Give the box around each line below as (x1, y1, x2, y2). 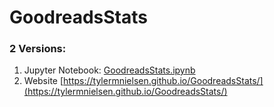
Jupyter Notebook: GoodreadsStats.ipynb (23, 64, 196, 76)
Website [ (23, 75, 64, 87)
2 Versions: (9, 42, 67, 56)
